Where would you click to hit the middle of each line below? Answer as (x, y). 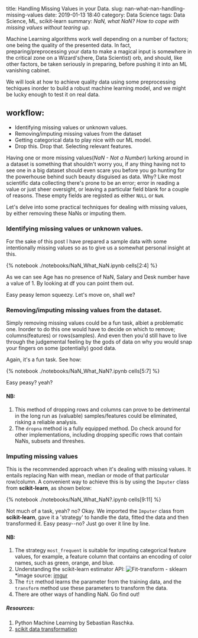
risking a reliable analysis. (46, 422)
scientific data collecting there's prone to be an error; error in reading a (93, 182)
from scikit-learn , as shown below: (49, 488)
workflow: (25, 113)
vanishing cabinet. (29, 70)
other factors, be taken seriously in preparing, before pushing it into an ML (97, 64)
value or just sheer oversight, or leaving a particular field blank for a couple (98, 189)
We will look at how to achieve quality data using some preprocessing (91, 82)
